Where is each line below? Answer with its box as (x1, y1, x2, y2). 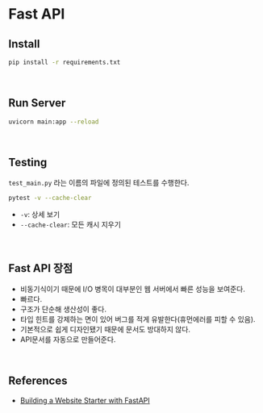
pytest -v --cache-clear (8, 194, 92, 202)
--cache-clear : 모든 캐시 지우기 (19, 219, 121, 230)
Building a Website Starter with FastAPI (19, 395, 151, 405)
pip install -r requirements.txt (8, 58, 121, 66)
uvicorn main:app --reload (8, 118, 99, 126)
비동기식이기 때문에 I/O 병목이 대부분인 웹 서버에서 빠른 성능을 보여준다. (19, 284, 246, 294)
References (8, 374, 68, 388)
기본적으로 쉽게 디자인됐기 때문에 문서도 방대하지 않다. (19, 324, 191, 335)
